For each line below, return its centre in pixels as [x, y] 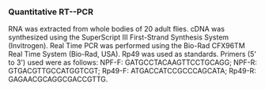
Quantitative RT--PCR [51, 12]
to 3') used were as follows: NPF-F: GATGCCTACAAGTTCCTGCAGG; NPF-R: [132, 62]
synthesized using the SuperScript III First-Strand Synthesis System [119, 37]
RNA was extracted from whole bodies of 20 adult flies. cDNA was [117, 29]
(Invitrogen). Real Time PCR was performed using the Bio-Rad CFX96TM [127, 46]
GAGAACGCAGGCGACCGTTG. [58, 79]
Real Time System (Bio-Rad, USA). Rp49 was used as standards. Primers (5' [132, 54]
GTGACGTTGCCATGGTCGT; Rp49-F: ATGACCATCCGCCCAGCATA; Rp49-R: [132, 71]
